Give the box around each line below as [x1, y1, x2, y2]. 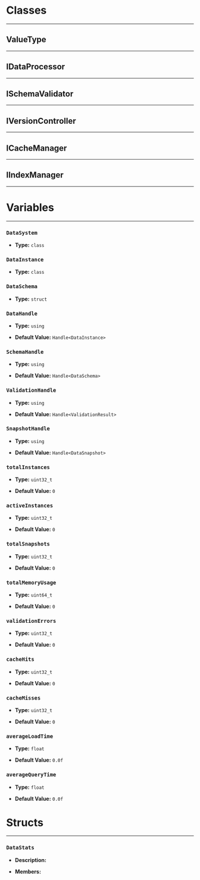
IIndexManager [6, 170, 64, 180]
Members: [14, 867, 42, 875]
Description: [14, 856, 46, 863]
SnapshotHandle [6, 425, 51, 432]
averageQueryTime [6, 772, 57, 778]
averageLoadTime [6, 733, 54, 739]
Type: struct [14, 295, 48, 302]
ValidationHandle [6, 387, 57, 394]
